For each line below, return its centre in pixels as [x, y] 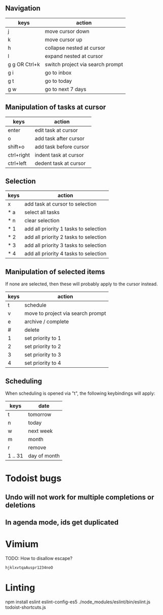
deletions [21, 505]
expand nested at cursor [74, 56]
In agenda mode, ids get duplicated [62, 523]
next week [40, 431]
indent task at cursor [59, 155]
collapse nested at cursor [75, 48]
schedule [35, 305]
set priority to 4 [43, 363]
